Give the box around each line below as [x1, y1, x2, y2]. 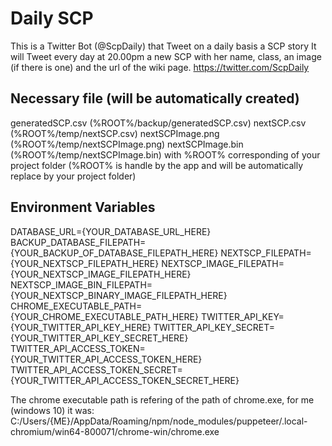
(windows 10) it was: [10, 404, 95, 416]
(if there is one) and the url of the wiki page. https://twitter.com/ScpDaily [10, 61, 310, 73]
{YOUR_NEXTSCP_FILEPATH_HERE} [10, 257, 160, 269]
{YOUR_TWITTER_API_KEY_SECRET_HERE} [10, 332, 189, 344]
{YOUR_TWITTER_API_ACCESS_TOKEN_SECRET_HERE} [10, 374, 240, 386]
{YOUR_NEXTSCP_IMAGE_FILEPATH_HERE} [10, 268, 192, 280]
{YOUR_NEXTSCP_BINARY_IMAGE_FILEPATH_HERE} [10, 289, 228, 301]
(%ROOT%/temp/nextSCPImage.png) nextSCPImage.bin [10, 138, 244, 150]
